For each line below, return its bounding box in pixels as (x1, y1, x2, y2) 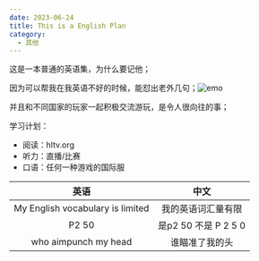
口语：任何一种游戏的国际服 (22, 162, 125, 173)
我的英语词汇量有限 (160, 203, 243, 215)
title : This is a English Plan (9, 21, 126, 30)
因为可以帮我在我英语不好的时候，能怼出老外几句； (9, 82, 198, 94)
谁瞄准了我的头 (169, 236, 234, 248)
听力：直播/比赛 (22, 151, 81, 162)
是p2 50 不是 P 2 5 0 (158, 220, 246, 232)
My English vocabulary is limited (13, 202, 150, 215)
